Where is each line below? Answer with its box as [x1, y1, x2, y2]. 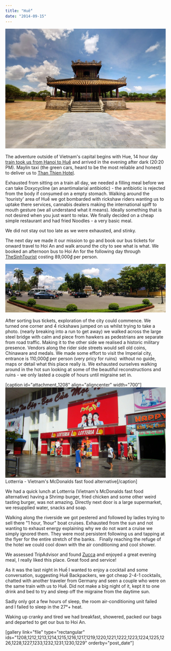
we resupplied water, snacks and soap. [5, 504, 88, 511]
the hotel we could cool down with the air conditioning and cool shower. [5, 541, 156, 547]
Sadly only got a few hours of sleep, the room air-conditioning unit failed [5, 598, 157, 605]
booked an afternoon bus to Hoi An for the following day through [5, 248, 141, 254]
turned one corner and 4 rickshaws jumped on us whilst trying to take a [5, 323, 155, 329]
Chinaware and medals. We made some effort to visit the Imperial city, [5, 350, 153, 356]
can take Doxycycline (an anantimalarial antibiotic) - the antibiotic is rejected [5, 185, 165, 191]
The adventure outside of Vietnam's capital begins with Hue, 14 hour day [5, 153, 158, 159]
